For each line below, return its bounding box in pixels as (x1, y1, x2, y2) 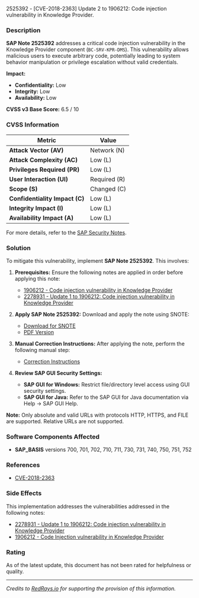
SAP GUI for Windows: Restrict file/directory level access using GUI (23, 380, 190, 388)
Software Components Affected (6, 432, 99, 440)
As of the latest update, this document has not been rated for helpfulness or (6, 562, 191, 569)
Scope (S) (9, 184, 38, 193)
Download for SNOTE (23, 322, 76, 329)
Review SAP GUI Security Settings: (14, 369, 102, 376)
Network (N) (89, 146, 126, 154)
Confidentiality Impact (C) (9, 194, 85, 203)
